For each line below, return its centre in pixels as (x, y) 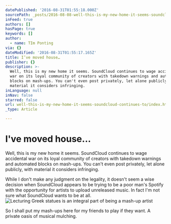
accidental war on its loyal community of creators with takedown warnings (83, 158)
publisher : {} (20, 62)
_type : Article (21, 109)
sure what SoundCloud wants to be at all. (48, 195)
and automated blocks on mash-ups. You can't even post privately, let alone (85, 164)
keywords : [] (19, 34)
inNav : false (19, 95)
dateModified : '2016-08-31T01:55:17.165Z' (51, 52)
